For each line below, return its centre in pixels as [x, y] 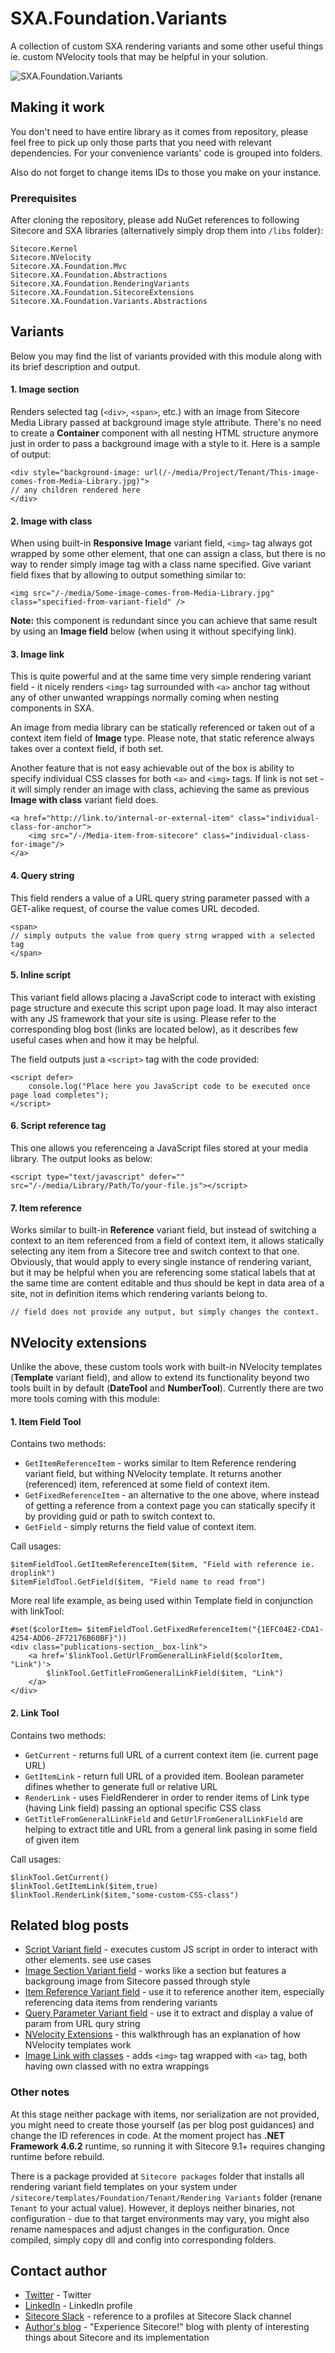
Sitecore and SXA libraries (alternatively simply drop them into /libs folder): [167, 231]
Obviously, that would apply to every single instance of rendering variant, [161, 1262]
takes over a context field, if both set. [87, 749]
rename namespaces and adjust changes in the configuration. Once [150, 2229]
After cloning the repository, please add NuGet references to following [155, 220]
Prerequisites [43, 198]
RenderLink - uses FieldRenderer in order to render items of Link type [167, 1797]
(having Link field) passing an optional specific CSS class [143, 1808]
